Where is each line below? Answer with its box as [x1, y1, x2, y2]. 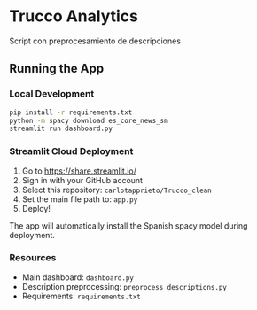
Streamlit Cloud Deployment [9, 145, 134, 158]
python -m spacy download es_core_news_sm [9, 116, 168, 125]
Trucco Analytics [9, 6, 139, 27]
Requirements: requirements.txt [21, 291, 142, 301]
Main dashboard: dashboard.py [21, 272, 135, 283]
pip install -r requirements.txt [9, 108, 133, 117]
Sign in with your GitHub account [21, 174, 144, 185]
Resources [9, 252, 57, 264]
